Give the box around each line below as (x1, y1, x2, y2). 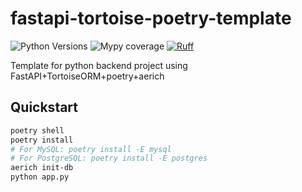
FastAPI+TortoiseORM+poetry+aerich (10, 70, 165, 82)
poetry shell (10, 125, 65, 136)
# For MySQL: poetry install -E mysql (10, 144, 172, 154)
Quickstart (10, 99, 79, 116)
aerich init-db (10, 163, 74, 173)
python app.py (10, 172, 70, 182)
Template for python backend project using (10, 59, 188, 71)
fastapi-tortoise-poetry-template (10, 7, 292, 30)
